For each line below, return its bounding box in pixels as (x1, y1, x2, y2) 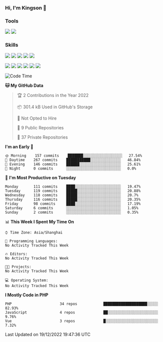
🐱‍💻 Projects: (5, 264, 32, 269)
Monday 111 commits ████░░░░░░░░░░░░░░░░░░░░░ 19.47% (5, 184, 141, 189)
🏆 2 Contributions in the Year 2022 (17, 92, 89, 98)
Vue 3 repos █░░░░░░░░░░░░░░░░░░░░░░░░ (5, 318, 159, 323)
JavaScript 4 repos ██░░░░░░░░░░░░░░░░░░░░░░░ (5, 310, 159, 315)
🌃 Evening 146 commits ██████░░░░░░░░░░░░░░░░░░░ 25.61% (5, 162, 141, 167)
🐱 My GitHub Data (5, 82, 44, 88)
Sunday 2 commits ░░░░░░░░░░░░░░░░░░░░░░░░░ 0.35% (5, 210, 139, 215)
